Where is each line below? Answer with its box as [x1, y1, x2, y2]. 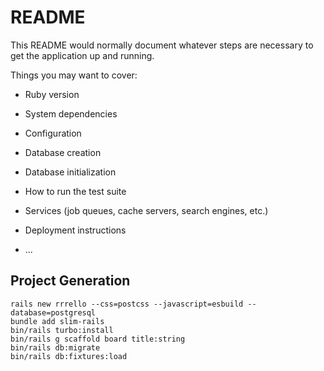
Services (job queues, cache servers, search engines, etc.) [24, 204, 269, 216]
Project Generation [10, 272, 131, 290]
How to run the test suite [24, 185, 127, 197]
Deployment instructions [24, 224, 127, 236]
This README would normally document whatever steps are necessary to [10, 39, 314, 51]
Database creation [24, 146, 102, 158]
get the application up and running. [10, 49, 155, 61]
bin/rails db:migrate [10, 342, 101, 353]
